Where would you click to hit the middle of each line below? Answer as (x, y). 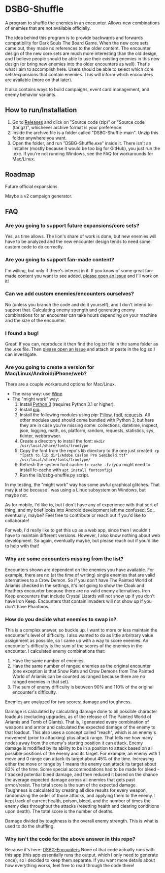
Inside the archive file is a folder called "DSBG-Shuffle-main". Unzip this (85, 133)
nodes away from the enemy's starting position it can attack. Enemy (74, 743)
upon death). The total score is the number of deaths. (60, 811)
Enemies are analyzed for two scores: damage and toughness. (68, 702)
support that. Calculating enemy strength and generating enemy (70, 310)
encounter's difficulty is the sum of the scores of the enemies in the (74, 646)
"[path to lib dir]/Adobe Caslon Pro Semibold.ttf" (74, 456)
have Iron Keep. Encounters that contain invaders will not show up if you (78, 601)
